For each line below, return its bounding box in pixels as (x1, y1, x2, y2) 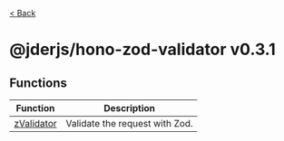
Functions (9, 75, 68, 90)
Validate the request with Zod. (65, 117, 193, 129)
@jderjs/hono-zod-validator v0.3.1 (9, 40, 277, 60)
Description (103, 102, 156, 114)
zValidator (14, 117, 57, 129)
